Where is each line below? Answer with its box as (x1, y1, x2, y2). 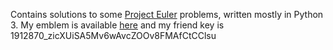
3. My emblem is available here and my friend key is (10, 19, 225, 31)
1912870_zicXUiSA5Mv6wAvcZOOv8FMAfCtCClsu (10, 30, 217, 41)
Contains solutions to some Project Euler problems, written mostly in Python (10, 9, 324, 20)
